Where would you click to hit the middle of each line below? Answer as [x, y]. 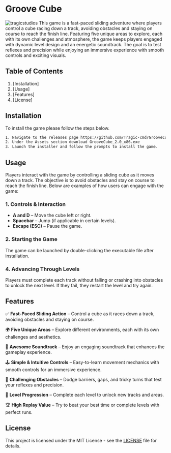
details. [13, 446]
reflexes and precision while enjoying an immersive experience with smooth [85, 50]
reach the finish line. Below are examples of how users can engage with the [84, 186]
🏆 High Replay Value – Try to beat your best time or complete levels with [82, 405]
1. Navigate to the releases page [42, 137]
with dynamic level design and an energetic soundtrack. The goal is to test [83, 44]
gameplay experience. [28, 352]
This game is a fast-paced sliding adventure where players [100, 23]
